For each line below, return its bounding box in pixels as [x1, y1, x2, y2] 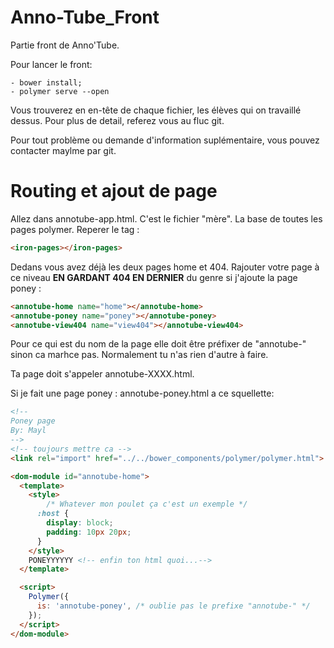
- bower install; [10, 77, 83, 88]
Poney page [10, 416, 56, 426]
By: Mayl [10, 426, 47, 436]
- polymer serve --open [10, 86, 110, 96]
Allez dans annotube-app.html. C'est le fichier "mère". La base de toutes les [10, 212, 323, 225]
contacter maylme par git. [10, 144, 117, 156]
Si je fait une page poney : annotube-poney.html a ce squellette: [10, 387, 275, 400]
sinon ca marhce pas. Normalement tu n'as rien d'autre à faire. [10, 349, 269, 361]
